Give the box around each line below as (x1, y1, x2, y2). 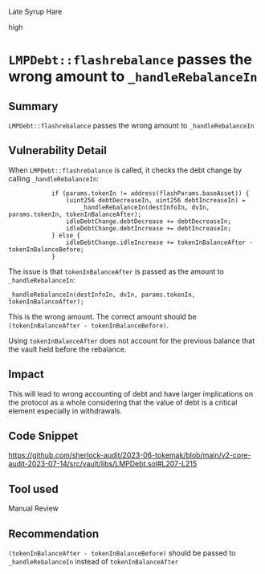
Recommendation (8, 527, 99, 540)
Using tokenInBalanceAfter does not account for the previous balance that (8, 336, 255, 345)
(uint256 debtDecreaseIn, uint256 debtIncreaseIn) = (65, 196, 247, 204)
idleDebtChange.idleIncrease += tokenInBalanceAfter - (65, 238, 253, 246)
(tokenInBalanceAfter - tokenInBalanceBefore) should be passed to (8, 548, 236, 558)
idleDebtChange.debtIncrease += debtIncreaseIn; (65, 224, 231, 232)
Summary (8, 100, 59, 113)
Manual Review (8, 503, 59, 513)
